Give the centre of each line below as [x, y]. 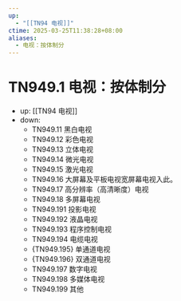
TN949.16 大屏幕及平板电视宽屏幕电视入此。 [104, 180]
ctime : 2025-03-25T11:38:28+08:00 [66, 30]
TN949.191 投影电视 [64, 209]
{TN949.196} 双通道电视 [71, 259]
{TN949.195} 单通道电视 [71, 249]
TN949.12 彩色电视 [63, 140]
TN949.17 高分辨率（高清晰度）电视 [90, 189]
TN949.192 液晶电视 [65, 220]
